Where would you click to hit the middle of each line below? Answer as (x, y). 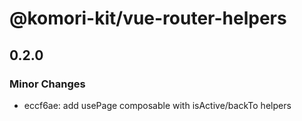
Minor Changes (47, 84)
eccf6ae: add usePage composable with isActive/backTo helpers (157, 105)
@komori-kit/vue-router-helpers (148, 18)
